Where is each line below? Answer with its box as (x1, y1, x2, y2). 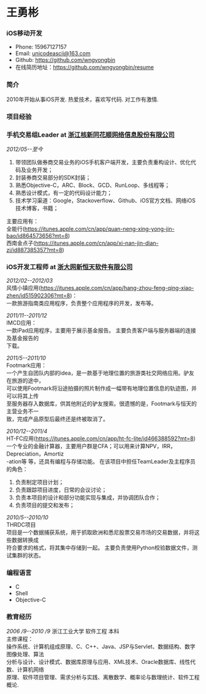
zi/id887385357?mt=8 (6, 246, 63, 253)
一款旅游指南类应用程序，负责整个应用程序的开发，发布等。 (6, 300, 157, 307)
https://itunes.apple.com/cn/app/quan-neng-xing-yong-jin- (24, 225, 175, 232)
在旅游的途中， (6, 377, 44, 384)
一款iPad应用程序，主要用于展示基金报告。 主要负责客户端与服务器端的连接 (6, 327, 196, 334)
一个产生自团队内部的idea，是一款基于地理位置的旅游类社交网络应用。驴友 (6, 369, 195, 377)
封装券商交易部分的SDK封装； (15, 174, 91, 181)
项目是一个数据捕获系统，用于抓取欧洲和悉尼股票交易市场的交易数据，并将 (6, 528, 194, 536)
